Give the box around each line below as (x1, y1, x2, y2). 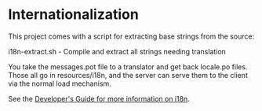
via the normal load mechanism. (8, 79, 111, 88)
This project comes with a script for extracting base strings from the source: (8, 31, 255, 41)
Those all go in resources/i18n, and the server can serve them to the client (8, 70, 249, 80)
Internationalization (8, 6, 139, 24)
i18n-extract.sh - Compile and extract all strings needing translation (8, 46, 226, 56)
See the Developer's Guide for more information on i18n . (8, 94, 190, 103)
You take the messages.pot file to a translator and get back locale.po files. (8, 61, 248, 72)
